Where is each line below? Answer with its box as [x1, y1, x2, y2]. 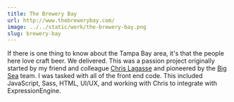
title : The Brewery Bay [7, 10, 78, 18]
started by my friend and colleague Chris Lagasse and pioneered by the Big [7, 64, 227, 72]
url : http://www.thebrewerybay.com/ [7, 17, 115, 24]
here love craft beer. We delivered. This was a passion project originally [7, 57, 215, 65]
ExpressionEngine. [7, 87, 61, 95]
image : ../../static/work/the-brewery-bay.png [7, 23, 147, 30]
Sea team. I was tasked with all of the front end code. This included [7, 72, 203, 80]
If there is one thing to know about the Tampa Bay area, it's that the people [7, 49, 224, 58]
